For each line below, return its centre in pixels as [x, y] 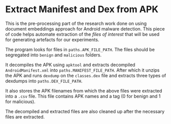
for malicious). [20, 101]
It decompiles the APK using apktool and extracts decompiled [70, 65]
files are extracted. [25, 117]
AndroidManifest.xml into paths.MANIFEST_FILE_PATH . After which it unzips [82, 70]
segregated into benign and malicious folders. [54, 55]
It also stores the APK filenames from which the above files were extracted [84, 90]
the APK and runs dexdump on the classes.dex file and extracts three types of [86, 75]
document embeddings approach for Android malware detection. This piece [85, 28]
